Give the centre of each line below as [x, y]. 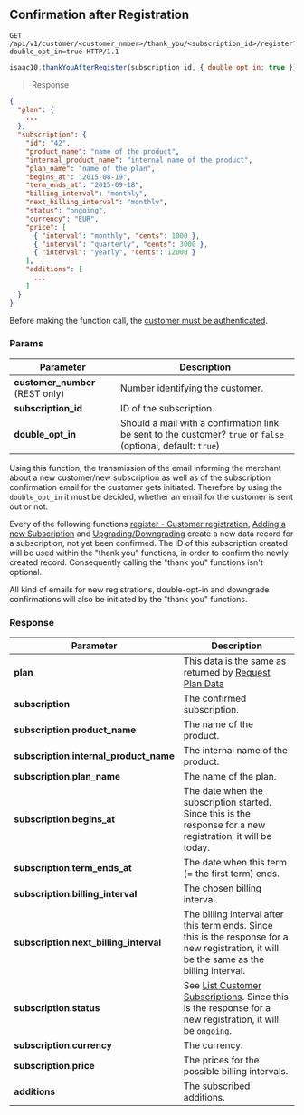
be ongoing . [208, 1031]
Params [26, 344]
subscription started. [227, 802]
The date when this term [235, 863]
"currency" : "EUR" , [62, 219]
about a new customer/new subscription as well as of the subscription [140, 477]
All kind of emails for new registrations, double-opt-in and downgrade [139, 589]
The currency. [213, 1045]
